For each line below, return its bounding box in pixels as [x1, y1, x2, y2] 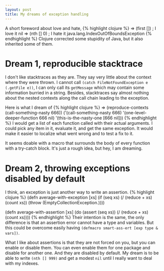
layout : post [5, 7, 32, 12]
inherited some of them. [5, 41, 53, 47]
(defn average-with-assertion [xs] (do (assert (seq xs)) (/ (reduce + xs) [5, 209, 148, 215]
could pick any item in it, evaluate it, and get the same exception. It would [5, 126, 153, 132]
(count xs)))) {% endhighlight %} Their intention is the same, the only [5, 215, 144, 220]
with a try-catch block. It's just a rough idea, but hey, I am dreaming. [5, 145, 143, 151]
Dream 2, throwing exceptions [5, 163, 131, 174]
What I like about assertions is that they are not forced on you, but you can [5, 240, 156, 245]
